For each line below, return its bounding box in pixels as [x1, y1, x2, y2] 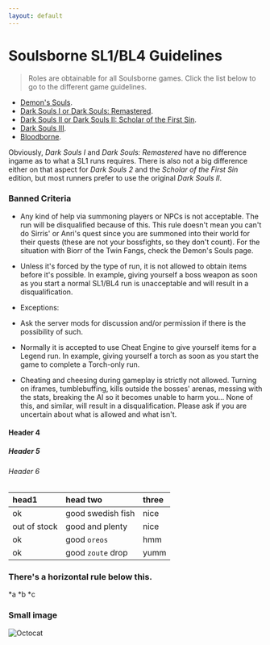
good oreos [65, 534, 109, 545]
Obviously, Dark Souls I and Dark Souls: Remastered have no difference [8, 147, 247, 157]
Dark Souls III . [19, 123, 67, 133]
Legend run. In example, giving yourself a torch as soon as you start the [19, 351, 260, 360]
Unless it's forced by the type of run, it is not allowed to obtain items [19, 261, 247, 271]
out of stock [12, 521, 58, 532]
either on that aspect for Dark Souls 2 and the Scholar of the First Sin [8, 164, 239, 174]
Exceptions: [19, 302, 60, 312]
